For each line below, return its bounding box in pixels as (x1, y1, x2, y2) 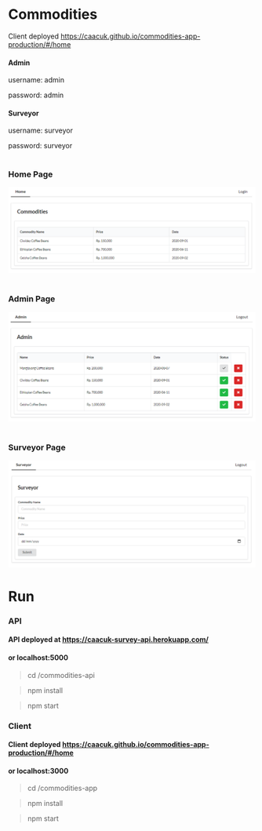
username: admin (8, 75, 65, 85)
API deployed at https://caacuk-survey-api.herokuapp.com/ (8, 635, 209, 644)
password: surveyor (8, 141, 73, 151)
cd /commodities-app (27, 783, 98, 793)
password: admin (8, 90, 64, 100)
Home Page (8, 169, 53, 180)
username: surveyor (8, 126, 73, 135)
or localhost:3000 (8, 766, 69, 775)
